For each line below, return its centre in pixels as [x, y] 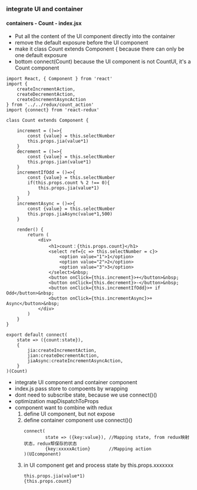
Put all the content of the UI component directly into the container [95, 36]
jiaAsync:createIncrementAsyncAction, [75, 361]
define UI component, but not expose [69, 414]
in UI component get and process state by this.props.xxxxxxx [99, 465]
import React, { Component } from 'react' [59, 79]
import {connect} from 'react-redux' [53, 110]
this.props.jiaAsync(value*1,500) [70, 214]
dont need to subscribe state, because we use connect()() [86, 395]
